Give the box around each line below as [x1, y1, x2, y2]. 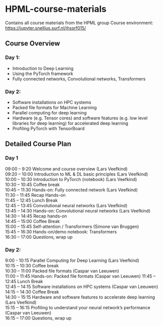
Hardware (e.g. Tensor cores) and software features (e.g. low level [12, 115, 148, 121]
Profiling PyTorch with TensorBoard [12, 125, 85, 131]
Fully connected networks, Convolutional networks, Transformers [12, 75, 146, 82]
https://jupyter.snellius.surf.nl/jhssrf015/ [5, 25, 86, 31]
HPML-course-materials [5, 3, 107, 15]
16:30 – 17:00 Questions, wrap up [5, 234, 73, 240]
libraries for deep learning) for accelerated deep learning [12, 120, 128, 126]
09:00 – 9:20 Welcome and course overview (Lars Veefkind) [5, 166, 128, 172]
